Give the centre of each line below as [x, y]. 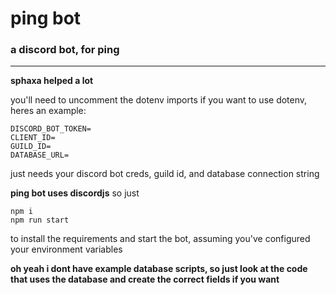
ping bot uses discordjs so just [75, 193]
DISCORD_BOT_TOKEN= [51, 129]
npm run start [40, 220]
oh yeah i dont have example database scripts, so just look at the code [159, 269]
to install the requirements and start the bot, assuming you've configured [160, 239]
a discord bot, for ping [65, 50]
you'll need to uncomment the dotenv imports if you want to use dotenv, [159, 100]
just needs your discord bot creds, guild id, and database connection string [165, 174]
